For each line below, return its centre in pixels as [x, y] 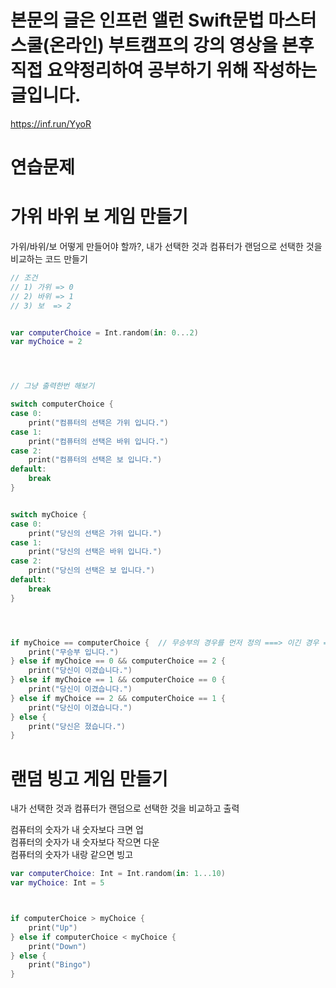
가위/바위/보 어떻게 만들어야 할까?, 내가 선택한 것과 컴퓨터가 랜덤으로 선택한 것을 [166, 247]
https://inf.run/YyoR [51, 123]
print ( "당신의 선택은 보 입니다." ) [92, 571]
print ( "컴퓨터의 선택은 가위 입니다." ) [99, 422]
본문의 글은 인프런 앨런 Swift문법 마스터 [163, 20]
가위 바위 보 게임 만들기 [99, 217]
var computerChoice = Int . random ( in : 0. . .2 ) [104, 332]
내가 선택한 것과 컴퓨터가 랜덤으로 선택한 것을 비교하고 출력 [125, 808]
